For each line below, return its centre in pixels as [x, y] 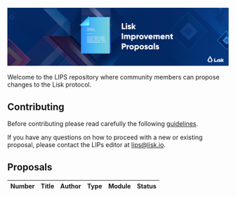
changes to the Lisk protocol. [50, 84]
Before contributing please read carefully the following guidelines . [103, 124]
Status [146, 186]
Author [71, 186]
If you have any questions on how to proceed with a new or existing [105, 137]
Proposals [30, 167]
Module [119, 186]
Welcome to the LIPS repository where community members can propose [113, 77]
